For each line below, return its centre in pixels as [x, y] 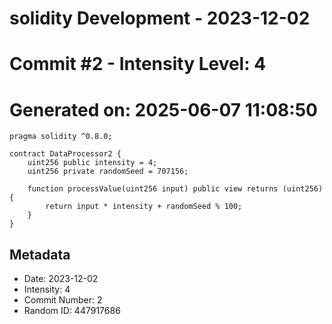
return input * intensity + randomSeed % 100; [144, 207]
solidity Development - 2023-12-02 [160, 18]
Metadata [40, 254]
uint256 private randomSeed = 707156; [108, 172]
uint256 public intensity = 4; [92, 163]
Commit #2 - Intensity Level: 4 [138, 64]
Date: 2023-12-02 [61, 279]
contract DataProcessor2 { [65, 154]
